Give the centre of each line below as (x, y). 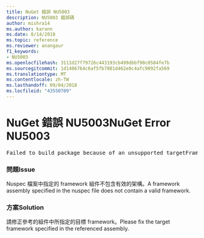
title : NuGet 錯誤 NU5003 (38, 12)
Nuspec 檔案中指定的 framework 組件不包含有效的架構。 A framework (93, 184)
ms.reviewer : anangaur (35, 46)
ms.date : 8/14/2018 (31, 35)
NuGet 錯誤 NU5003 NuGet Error (89, 123)
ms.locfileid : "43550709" (39, 91)
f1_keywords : (23, 52)
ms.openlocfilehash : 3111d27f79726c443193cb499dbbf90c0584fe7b (88, 63)
